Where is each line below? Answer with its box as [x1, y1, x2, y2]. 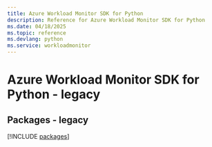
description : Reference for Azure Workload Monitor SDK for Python [7, 17, 206, 23]
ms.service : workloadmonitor [7, 42, 91, 49]
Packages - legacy [7, 114, 88, 126]
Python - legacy [7, 87, 101, 102]
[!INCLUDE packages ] [7, 133, 70, 140]
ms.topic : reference [7, 29, 67, 37]
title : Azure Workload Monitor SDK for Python [7, 10, 144, 17]
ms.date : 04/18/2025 [7, 23, 67, 30]
